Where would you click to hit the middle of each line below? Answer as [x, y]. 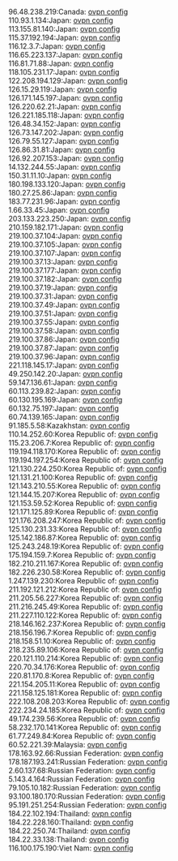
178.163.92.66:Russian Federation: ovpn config [86, 753]
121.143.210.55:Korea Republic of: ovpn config [85, 486]
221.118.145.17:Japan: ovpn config [64, 365]
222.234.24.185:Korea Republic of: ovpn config [87, 710]
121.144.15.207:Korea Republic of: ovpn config [84, 495]
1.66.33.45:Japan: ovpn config [59, 210]
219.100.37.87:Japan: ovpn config [64, 348]
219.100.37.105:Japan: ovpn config [65, 244]
